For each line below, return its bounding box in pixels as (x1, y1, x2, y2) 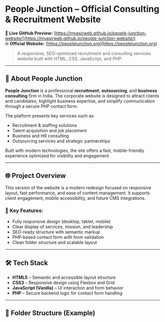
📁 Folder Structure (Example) (5, 309, 96, 318)
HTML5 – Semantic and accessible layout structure (12, 274, 116, 280)
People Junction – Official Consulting (5, 3, 160, 15)
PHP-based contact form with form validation (12, 234, 104, 240)
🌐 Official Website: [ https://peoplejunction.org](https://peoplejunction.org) (5, 40, 158, 46)
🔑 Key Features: (5, 207, 44, 214)
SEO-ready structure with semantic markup (12, 229, 101, 234)
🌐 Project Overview (5, 172, 66, 180)
